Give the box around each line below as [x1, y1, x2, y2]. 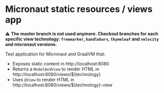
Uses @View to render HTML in [12, 76, 74, 82]
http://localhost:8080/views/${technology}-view [12, 81, 112, 88]
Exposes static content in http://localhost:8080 [12, 60, 109, 66]
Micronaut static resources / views [5, 3, 152, 15]
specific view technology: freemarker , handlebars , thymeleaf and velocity [5, 36, 159, 42]
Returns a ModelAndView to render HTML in [12, 66, 99, 72]
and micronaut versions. [5, 41, 57, 47]
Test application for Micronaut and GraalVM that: [5, 51, 106, 57]
